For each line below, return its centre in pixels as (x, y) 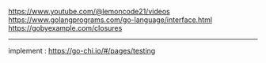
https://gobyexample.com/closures (65, 28)
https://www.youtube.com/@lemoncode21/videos (89, 11)
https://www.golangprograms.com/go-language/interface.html (110, 20)
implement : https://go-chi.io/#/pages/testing (82, 51)
